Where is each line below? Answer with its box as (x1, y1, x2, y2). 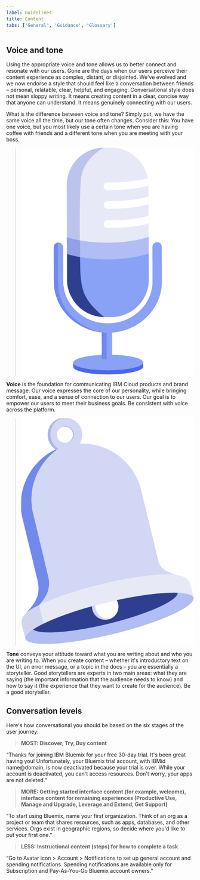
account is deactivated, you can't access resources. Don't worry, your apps (6, 770, 193, 777)
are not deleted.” (6, 777, 48, 784)
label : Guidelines (6, 10, 52, 16)
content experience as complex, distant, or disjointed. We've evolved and (6, 73, 187, 81)
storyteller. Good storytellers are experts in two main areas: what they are (6, 669, 187, 677)
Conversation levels (6, 706, 82, 716)
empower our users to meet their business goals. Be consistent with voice (6, 399, 188, 407)
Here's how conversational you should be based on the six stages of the (6, 722, 184, 729)
